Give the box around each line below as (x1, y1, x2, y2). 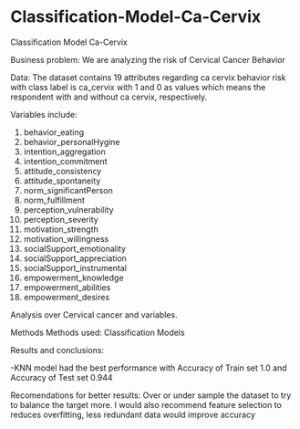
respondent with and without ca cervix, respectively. (10, 91, 208, 102)
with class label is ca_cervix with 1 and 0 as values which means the (10, 81, 266, 92)
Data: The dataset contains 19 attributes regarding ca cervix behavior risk (10, 71, 286, 83)
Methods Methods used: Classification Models (10, 327, 185, 338)
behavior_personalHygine (23, 136, 121, 147)
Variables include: (10, 109, 78, 120)
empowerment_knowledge (23, 272, 124, 283)
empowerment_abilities (23, 281, 111, 293)
